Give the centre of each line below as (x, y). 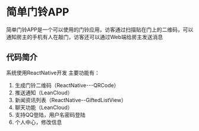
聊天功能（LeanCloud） (44, 107)
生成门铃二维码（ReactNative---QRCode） (67, 85)
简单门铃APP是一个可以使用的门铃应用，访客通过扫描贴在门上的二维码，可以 (100, 30)
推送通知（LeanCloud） (44, 93)
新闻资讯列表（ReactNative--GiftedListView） (70, 100)
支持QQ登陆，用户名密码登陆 (50, 114)
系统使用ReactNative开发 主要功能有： (53, 73)
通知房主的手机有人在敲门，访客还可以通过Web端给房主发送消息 (85, 37)
